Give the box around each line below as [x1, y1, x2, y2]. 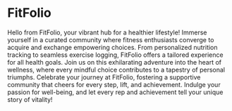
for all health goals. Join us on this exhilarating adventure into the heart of [7, 58, 222, 66]
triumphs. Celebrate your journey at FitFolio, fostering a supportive [7, 72, 201, 81]
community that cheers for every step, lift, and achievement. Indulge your [7, 80, 221, 89]
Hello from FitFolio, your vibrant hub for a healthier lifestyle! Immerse [7, 28, 207, 37]
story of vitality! [7, 95, 53, 103]
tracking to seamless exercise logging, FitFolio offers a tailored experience [7, 51, 224, 59]
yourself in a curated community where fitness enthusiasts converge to [7, 35, 214, 44]
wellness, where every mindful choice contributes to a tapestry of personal [7, 65, 226, 74]
